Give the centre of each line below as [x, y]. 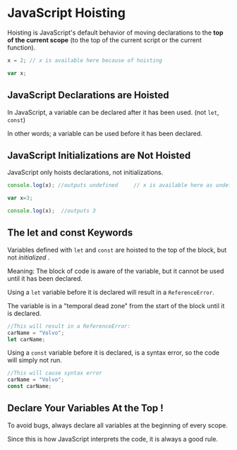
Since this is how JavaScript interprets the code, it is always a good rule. [113, 439]
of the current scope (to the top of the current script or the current [105, 39]
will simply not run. [35, 360]
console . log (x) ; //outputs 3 [52, 211]
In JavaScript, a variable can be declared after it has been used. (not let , [113, 112]
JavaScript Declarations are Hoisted [88, 96]
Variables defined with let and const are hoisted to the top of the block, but [117, 250]
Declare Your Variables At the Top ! [85, 408]
